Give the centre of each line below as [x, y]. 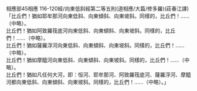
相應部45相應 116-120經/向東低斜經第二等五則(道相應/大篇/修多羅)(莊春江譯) [98, 9]
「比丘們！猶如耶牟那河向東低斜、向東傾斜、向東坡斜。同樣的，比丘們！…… [98, 16]
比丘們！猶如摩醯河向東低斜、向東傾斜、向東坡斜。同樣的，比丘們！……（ [95, 60]
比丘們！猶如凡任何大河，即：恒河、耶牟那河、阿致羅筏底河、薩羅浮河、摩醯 [98, 75]
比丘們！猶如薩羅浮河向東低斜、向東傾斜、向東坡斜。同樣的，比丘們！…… [95, 45]
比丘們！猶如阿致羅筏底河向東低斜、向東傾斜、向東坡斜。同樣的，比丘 [91, 31]
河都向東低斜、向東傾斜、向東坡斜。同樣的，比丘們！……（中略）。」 [88, 82]
